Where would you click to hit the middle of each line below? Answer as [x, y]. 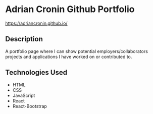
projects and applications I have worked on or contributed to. [69, 56]
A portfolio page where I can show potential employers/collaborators [76, 51]
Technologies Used [36, 72]
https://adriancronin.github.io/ [36, 23]
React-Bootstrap [30, 106]
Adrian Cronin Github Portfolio [70, 9]
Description [24, 39]
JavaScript [24, 95]
